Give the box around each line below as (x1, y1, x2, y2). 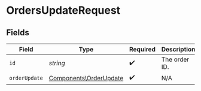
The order (161, 55, 190, 63)
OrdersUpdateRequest (6, 4, 121, 17)
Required (129, 45, 156, 53)
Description (161, 45, 196, 53)
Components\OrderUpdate (48, 74, 124, 82)
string (48, 59, 66, 67)
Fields (6, 28, 30, 38)
